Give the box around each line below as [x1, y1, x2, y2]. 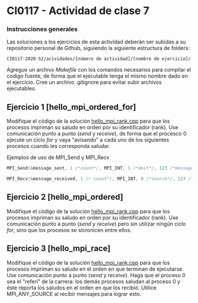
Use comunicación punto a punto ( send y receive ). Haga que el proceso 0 [6, 271, 186, 278]
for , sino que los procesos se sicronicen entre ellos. [6, 226, 132, 233]
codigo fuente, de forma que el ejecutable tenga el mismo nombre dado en [6, 72, 188, 80]
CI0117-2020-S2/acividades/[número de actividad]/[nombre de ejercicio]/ [6, 56, 192, 62]
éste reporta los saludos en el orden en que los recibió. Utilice [6, 284, 157, 291]
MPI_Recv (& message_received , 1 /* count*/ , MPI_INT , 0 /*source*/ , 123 [6, 176, 186, 182]
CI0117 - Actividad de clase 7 [6, 4, 149, 18]
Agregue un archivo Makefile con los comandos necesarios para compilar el [6, 66, 192, 73]
